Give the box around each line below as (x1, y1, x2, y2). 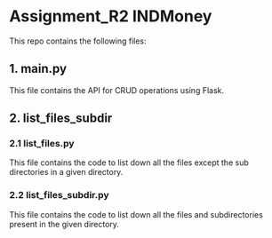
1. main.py (9, 61, 68, 76)
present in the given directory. (9, 218, 120, 229)
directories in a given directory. (9, 167, 124, 178)
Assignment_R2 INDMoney (9, 6, 212, 27)
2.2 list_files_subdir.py (9, 189, 109, 202)
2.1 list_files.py (9, 138, 75, 150)
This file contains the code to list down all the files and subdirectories (9, 209, 264, 219)
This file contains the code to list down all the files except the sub (9, 157, 249, 168)
